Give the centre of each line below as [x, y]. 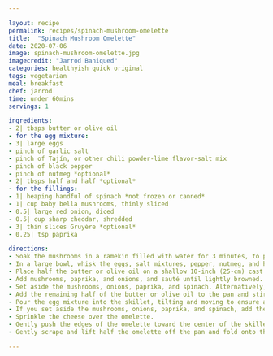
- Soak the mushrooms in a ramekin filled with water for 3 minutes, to [134, 257]
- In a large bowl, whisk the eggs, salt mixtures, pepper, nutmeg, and [134, 264]
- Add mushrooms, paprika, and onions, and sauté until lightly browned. [136, 279]
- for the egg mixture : [49, 136]
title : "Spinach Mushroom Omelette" [72, 38]
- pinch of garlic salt [49, 151]
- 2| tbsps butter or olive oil [63, 128]
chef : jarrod [30, 91]
